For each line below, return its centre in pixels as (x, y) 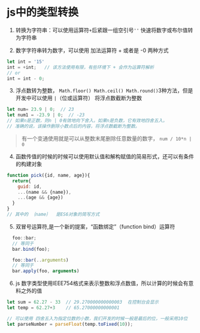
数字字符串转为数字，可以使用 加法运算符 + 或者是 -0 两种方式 (92, 50)
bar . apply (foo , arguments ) (46, 271)
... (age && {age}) (40, 198)
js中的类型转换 (43, 12)
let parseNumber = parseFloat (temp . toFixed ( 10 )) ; (70, 324)
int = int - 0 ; (26, 79)
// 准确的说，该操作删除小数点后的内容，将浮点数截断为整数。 (73, 127)
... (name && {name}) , (44, 192)
